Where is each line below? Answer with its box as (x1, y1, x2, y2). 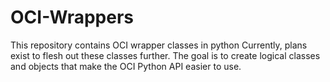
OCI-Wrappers (10, 6, 135, 29)
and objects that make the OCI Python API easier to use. (10, 60, 242, 72)
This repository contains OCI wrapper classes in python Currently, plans (10, 39, 308, 51)
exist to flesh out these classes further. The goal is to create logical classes (10, 49, 321, 61)
